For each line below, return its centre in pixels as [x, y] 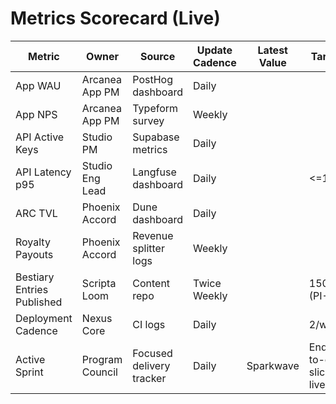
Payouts [34, 254]
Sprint [29, 372]
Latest [272, 50]
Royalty [33, 242]
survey [148, 120]
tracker [149, 378]
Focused [152, 353]
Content [151, 283]
